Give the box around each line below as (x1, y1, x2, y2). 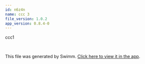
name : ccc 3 (5, 12, 30, 17)
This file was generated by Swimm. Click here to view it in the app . (5, 54, 141, 60)
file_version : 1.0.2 (5, 16, 48, 21)
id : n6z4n (5, 7, 26, 12)
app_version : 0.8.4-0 (5, 21, 50, 26)
